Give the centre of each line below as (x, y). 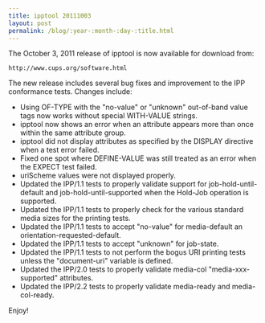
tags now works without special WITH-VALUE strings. (109, 116)
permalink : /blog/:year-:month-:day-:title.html (91, 31)
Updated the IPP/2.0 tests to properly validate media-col (113, 269)
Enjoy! (19, 311)
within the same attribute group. (73, 133)
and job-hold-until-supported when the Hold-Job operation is (147, 193)
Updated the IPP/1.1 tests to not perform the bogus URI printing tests (133, 252)
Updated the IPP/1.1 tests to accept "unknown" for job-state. (119, 244)
